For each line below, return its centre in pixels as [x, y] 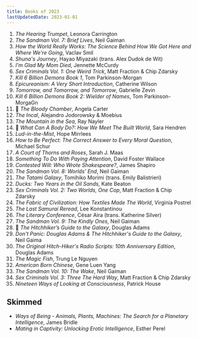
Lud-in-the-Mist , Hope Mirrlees [53, 133]
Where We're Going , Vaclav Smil [54, 52]
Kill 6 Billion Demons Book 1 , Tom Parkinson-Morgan [79, 78]
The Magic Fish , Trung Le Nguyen [56, 259]
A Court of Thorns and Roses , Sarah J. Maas [69, 152]
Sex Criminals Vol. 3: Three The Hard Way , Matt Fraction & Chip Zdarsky [103, 277]
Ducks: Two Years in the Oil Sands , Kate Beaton [73, 183]
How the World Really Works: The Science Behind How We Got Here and [103, 46]
